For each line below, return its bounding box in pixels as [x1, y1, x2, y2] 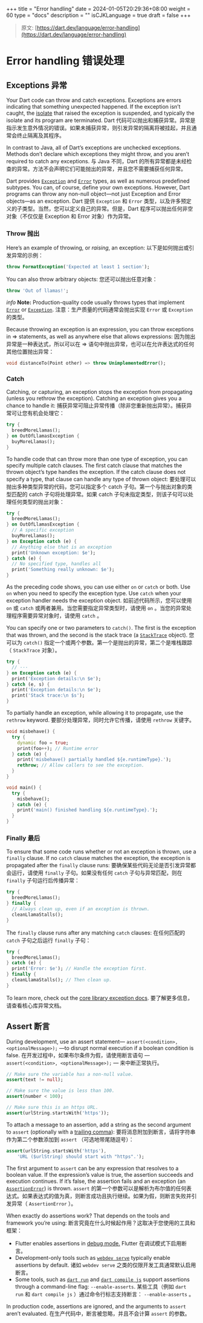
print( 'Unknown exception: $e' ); [11, 549, 96, 556]
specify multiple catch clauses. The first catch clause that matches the [6, 461, 182, 469]
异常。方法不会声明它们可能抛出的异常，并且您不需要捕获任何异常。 [16, 165, 186, 172]
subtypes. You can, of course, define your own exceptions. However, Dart [6, 184, 190, 191]
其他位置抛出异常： [6, 348, 54, 356]
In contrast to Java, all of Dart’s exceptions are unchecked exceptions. [6, 144, 181, 151]
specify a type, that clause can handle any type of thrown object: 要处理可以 [6, 475, 196, 482]
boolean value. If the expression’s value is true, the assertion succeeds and [6, 1171, 193, 1178]
